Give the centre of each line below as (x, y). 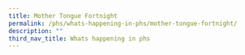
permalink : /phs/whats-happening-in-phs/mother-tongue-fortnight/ (123, 23)
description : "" (36, 31)
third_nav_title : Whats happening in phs (80, 38)
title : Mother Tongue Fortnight (63, 16)
